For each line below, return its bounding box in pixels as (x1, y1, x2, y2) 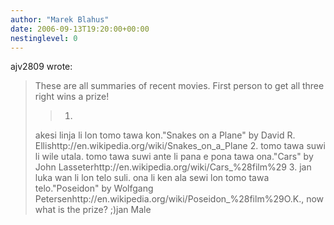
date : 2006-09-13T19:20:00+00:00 (10, 24, 150, 34)
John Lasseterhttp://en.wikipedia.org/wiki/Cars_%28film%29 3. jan (34, 161, 312, 173)
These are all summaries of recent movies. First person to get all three (34, 80, 325, 92)
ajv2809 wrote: (10, 61, 73, 73)
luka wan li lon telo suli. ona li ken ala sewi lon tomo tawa (34, 172, 270, 184)
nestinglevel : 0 (10, 33, 78, 43)
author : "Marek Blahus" (10, 14, 110, 25)
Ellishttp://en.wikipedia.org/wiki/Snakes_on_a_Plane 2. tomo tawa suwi (34, 140, 326, 152)
